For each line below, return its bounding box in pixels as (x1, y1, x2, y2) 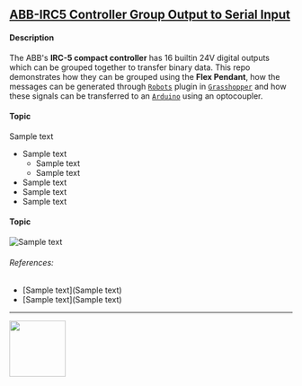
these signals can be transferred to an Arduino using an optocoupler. (9, 90, 263, 101)
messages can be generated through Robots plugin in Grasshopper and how (9, 81, 287, 92)
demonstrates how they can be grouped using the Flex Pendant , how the (9, 71, 280, 82)
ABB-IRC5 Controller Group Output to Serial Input (9, 7, 290, 22)
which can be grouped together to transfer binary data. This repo (9, 62, 251, 73)
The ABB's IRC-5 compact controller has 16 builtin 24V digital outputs (9, 52, 271, 63)
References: (9, 257, 54, 268)
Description (9, 31, 55, 43)
